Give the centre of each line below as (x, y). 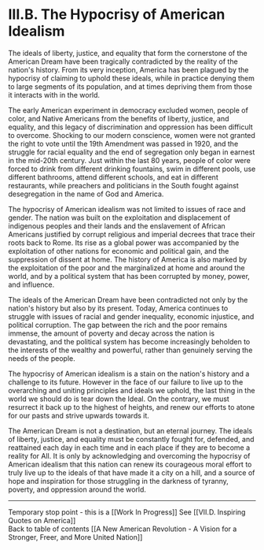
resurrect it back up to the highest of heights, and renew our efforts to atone (132, 407)
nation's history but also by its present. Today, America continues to (118, 308)
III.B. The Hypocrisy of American (117, 15)
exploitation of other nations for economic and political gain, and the (119, 251)
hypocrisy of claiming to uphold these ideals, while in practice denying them (132, 78)
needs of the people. (42, 358)
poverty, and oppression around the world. (77, 489)
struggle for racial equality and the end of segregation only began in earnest (132, 152)
